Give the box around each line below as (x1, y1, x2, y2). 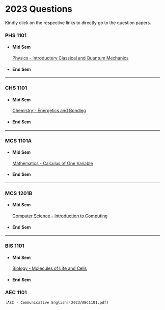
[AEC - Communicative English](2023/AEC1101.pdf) (5, 300, 109, 305)
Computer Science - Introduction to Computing (12, 213, 108, 219)
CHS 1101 (5, 85, 27, 91)
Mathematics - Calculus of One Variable (12, 160, 93, 166)
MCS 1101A (5, 137, 32, 144)
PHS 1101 (5, 32, 27, 39)
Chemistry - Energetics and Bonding (12, 108, 86, 113)
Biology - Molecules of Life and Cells (12, 265, 87, 271)
